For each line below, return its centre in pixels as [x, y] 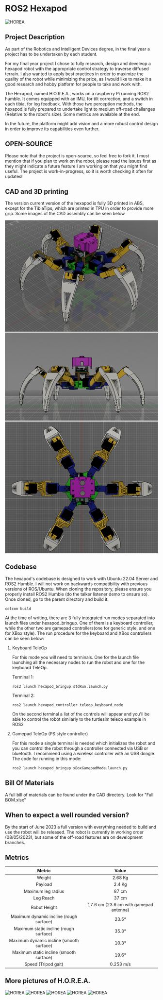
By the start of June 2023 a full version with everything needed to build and [81, 827]
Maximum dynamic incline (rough [44, 916]
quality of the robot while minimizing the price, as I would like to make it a [78, 79]
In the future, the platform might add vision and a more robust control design [81, 123]
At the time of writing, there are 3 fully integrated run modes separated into [80, 618]
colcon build [18, 609]
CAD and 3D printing [37, 192]
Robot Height [44, 907]
